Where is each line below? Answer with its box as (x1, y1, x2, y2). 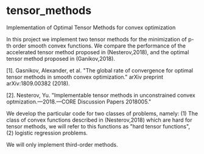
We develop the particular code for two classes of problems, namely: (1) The (6, 110, 199, 117)
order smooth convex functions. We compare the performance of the (12, 42, 186, 49)
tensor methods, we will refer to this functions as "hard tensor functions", (6, 122, 191, 130)
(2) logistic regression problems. (6, 129, 88, 136)
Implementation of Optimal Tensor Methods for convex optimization (6, 24, 176, 31)
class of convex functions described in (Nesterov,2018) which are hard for (6, 116, 192, 124)
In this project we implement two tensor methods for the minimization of (6, 35, 187, 43)
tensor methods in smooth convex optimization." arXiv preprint (6, 73, 163, 80)
